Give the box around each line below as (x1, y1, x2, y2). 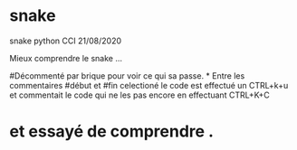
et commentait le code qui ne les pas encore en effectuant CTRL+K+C (9, 89, 270, 100)
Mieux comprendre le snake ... (9, 52, 123, 63)
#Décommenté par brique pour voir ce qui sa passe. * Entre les (9, 70, 245, 81)
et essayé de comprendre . (9, 121, 215, 142)
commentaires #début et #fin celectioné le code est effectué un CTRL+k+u (9, 80, 289, 90)
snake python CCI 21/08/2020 (9, 35, 122, 46)
